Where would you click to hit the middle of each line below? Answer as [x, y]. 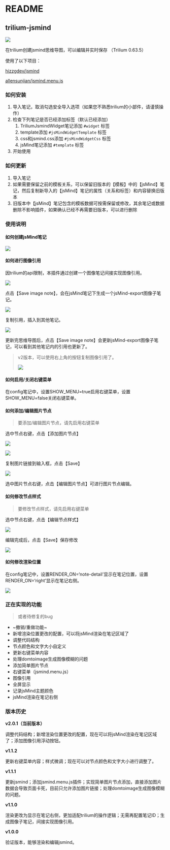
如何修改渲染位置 [23, 562]
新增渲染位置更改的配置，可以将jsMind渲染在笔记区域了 [71, 634]
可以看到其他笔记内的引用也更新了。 [52, 347]
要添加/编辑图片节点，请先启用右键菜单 [59, 423]
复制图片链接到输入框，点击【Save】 [44, 463]
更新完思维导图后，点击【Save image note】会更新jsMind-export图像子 [80, 340]
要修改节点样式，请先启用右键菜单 [53, 509]
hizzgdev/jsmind [22, 71]
